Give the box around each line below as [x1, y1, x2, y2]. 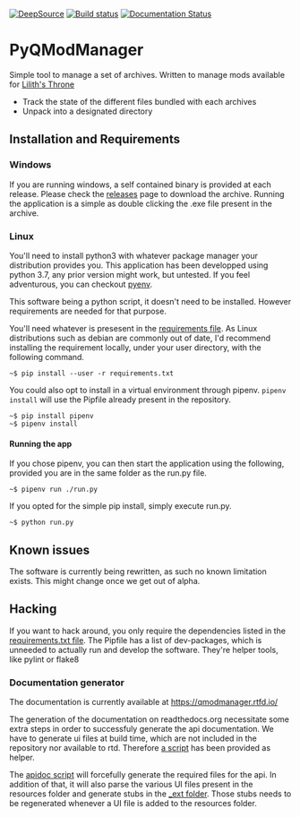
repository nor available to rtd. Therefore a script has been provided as [9, 743, 271, 753]
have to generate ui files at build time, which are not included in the [9, 733, 257, 744]
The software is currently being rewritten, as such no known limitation [9, 565, 267, 577]
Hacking [9, 601, 57, 617]
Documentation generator [9, 676, 125, 689]
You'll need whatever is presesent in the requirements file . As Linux [9, 322, 258, 333]
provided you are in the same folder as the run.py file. [9, 468, 208, 478]
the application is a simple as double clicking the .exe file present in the [9, 198, 273, 209]
